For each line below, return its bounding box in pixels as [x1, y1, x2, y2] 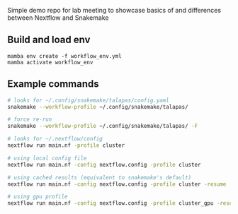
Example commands [7, 78, 99, 90]
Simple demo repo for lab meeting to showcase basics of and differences [7, 6, 222, 14]
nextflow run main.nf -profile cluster [7, 142, 125, 149]
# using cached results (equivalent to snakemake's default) [7, 174, 192, 181]
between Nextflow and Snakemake [7, 13, 109, 22]
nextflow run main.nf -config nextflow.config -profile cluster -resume [7, 180, 227, 188]
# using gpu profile [7, 194, 69, 201]
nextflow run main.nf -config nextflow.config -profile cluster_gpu [7, 200, 214, 207]
